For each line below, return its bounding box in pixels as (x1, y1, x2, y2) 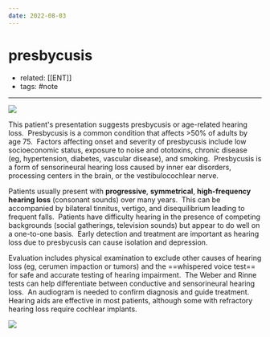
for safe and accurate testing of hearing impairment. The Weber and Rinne (8, 270, 257, 279)
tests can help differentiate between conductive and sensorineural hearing (8, 278, 256, 288)
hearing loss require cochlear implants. (8, 304, 138, 314)
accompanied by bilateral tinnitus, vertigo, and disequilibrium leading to (8, 203, 245, 213)
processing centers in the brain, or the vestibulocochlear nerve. (8, 170, 219, 181)
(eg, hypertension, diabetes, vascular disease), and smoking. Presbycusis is (8, 153, 262, 163)
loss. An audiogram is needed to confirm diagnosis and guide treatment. (8, 286, 250, 297)
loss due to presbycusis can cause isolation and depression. (8, 238, 208, 247)
